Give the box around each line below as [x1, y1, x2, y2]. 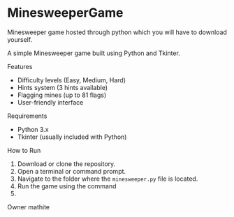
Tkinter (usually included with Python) [17, 133, 127, 141]
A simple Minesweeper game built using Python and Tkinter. [7, 49, 180, 57]
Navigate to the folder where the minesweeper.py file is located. [17, 174, 198, 183]
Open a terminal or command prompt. [17, 167, 126, 175]
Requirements [7, 112, 47, 120]
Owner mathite [7, 202, 50, 211]
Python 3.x [17, 125, 49, 133]
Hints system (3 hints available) [17, 83, 108, 91]
